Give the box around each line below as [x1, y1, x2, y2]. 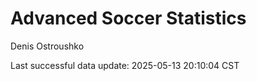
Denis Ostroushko [10, 40, 85, 52]
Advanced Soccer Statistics [10, 7, 247, 30]
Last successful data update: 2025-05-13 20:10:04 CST [10, 59, 240, 71]
